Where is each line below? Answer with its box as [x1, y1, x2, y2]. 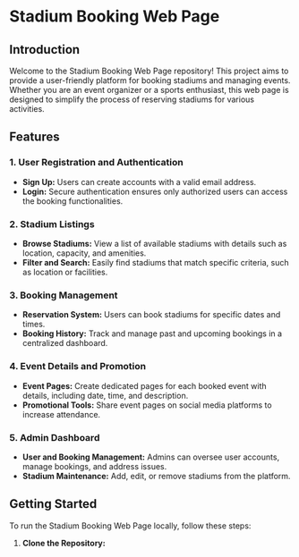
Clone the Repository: [21, 537, 106, 548]
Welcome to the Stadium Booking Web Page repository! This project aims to [9, 65, 289, 76]
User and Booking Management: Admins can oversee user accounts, [21, 452, 280, 462]
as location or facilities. [21, 266, 108, 277]
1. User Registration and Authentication [9, 156, 184, 169]
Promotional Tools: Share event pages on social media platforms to [21, 400, 272, 410]
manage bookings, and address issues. [21, 460, 167, 471]
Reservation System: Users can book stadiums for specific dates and [21, 309, 281, 320]
